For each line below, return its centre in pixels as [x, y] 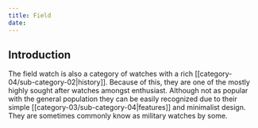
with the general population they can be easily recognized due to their [123, 99]
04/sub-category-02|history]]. [58, 82]
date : [17, 23]
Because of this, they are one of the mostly [179, 82]
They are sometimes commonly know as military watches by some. [118, 116]
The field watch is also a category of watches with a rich [100, 74]
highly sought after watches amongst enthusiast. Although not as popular [128, 91]
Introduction [40, 55]
